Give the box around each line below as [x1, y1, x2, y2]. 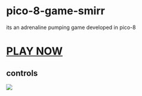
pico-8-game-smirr [6, 4, 106, 18]
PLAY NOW [6, 44, 63, 58]
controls [6, 68, 38, 78]
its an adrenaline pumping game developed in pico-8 [6, 24, 136, 31]
